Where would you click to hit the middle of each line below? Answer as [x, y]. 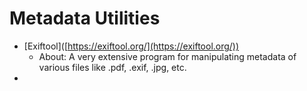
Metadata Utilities [85, 18]
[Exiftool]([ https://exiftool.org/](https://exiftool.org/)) [131, 46]
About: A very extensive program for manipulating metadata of [167, 56]
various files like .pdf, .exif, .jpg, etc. [112, 67]
